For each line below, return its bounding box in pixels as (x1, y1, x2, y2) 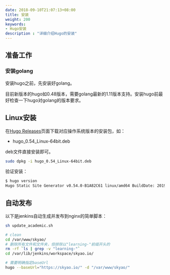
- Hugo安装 (5, 26, 27, 31)
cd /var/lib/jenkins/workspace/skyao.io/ (5, 251, 94, 256)
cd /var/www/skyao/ (5, 237, 47, 242)
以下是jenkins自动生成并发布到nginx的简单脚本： (5, 213, 107, 219)
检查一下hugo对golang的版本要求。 (9, 97, 83, 103)
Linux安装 (5, 114, 36, 122)
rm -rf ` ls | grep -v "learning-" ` (5, 247, 80, 252)
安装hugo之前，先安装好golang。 (5, 80, 75, 86)
